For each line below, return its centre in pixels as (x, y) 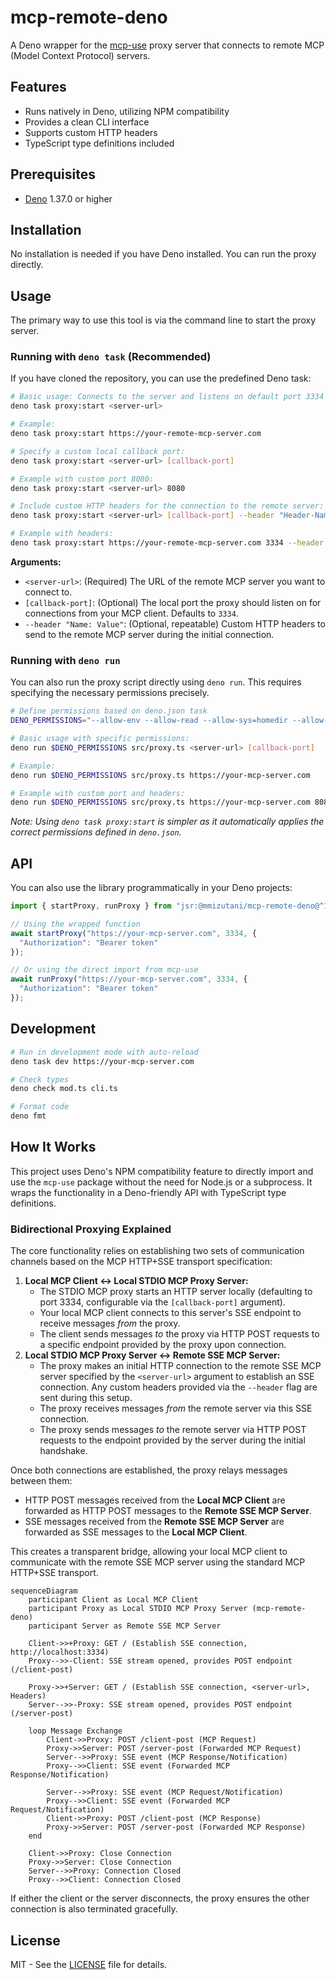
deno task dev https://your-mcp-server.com (102, 1061)
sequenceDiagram (44, 1591)
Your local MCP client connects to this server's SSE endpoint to (170, 1313)
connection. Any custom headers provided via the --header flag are (178, 1387)
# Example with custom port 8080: (82, 479)
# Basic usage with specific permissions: (100, 739)
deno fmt (28, 1116)
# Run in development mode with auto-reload (104, 1052)
